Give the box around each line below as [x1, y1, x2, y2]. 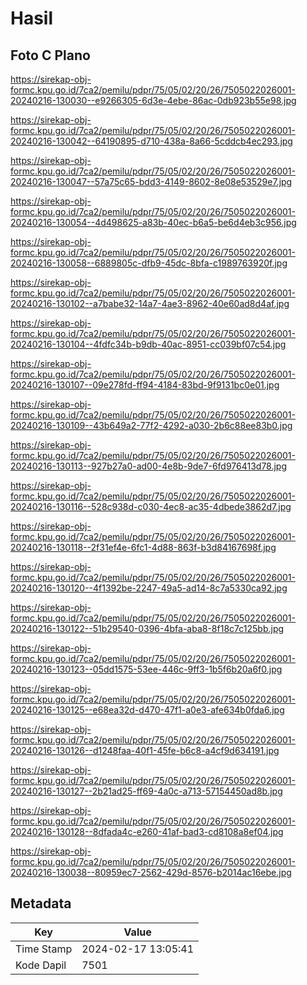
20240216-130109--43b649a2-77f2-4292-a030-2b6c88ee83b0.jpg [10, 420, 293, 431]
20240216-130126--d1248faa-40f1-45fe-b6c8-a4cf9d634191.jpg [10, 745, 280, 756]
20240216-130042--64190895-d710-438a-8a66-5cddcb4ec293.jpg [10, 135, 293, 147]
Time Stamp [15, 942, 73, 956]
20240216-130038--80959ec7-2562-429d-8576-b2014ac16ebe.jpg [10, 867, 292, 878]
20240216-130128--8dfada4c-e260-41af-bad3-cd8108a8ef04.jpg [10, 826, 284, 837]
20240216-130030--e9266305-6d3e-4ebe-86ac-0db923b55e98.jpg [10, 95, 297, 106]
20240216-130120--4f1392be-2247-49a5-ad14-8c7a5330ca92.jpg [10, 582, 288, 594]
